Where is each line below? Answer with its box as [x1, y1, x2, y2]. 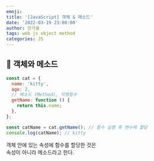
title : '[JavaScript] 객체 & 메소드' [6, 14, 93, 20]
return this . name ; [17, 103, 62, 109]
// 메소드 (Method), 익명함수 [11, 92, 78, 98]
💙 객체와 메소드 [6, 60, 58, 70]
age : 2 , [11, 86, 31, 92]
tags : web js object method [6, 31, 76, 37]
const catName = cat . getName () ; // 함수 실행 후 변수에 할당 [6, 124, 148, 130]
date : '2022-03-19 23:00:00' [6, 19, 78, 25]
